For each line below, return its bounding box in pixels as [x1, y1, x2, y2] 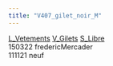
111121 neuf [8, 50, 44, 60]
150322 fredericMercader [8, 41, 94, 52]
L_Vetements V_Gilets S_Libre [8, 33, 105, 43]
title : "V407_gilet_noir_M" [8, 11, 103, 20]
